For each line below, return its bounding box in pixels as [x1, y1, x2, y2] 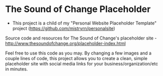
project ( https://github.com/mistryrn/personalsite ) [12, 25, 115, 31]
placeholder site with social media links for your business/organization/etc [5, 60, 158, 66]
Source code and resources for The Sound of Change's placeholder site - [5, 35, 157, 41]
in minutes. [5, 66, 28, 72]
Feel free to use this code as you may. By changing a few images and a [5, 50, 151, 56]
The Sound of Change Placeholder [5, 3, 151, 15]
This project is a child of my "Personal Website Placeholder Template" [12, 20, 157, 26]
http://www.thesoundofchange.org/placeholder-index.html [5, 40, 126, 46]
